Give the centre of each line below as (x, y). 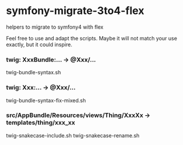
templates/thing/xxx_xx (41, 123)
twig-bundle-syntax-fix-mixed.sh (46, 100)
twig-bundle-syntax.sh (34, 72)
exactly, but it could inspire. (39, 44)
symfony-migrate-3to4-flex (75, 11)
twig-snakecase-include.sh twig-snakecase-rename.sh (73, 135)
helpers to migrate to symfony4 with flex (55, 27)
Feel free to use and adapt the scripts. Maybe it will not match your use (91, 38)
